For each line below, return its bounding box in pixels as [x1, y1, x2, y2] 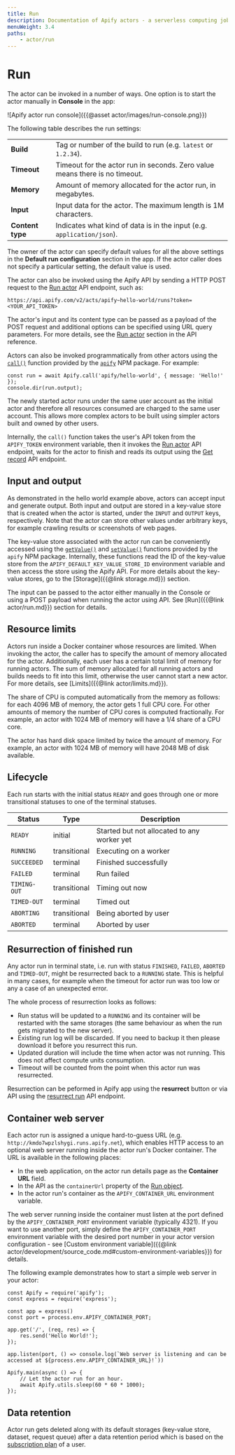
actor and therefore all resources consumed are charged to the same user [7, 404, 220, 413]
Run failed [96, 868, 129, 878]
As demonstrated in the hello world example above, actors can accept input [7, 493, 225, 502]
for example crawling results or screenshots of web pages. [7, 524, 177, 532]
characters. [55, 210, 93, 219]
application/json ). [55, 229, 118, 239]
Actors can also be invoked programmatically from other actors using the [7, 351, 218, 360]
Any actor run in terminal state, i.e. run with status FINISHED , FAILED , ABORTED [7, 962, 225, 971]
